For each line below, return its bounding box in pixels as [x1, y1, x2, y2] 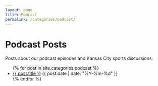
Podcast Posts [5, 38, 67, 50]
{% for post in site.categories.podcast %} [12, 65, 99, 71]
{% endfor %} [12, 76, 42, 82]
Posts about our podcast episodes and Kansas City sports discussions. [5, 55, 153, 61]
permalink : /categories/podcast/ [5, 17, 76, 22]
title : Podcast [5, 12, 37, 17]
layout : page [5, 7, 33, 13]
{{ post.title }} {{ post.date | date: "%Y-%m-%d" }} [12, 70, 118, 76]
